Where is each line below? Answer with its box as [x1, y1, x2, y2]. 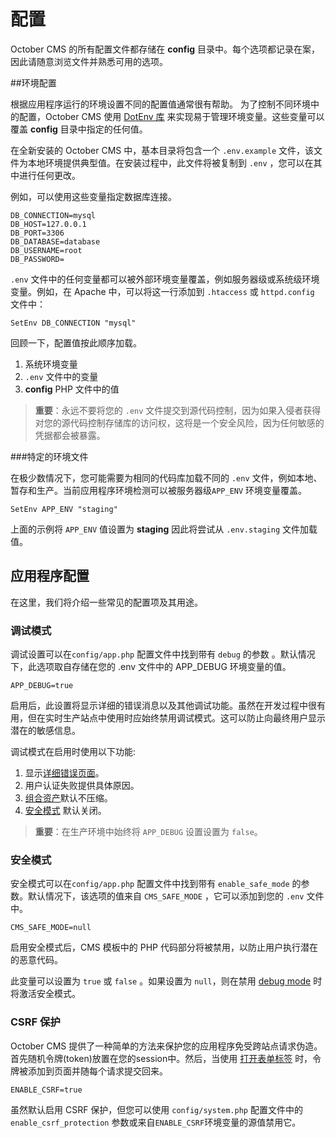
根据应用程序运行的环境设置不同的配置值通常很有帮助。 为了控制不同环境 [10, 98, 311, 110]
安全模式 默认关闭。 [24, 805, 107, 817]
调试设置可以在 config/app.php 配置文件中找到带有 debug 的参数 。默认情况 [10, 648, 316, 660]
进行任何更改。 [18, 169, 81, 181]
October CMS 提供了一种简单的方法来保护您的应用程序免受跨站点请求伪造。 [10, 1040, 323, 1052]
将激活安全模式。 [10, 988, 81, 1000]
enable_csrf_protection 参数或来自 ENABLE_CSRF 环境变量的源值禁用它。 [10, 1116, 302, 1128]
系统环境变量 [24, 358, 78, 370]
